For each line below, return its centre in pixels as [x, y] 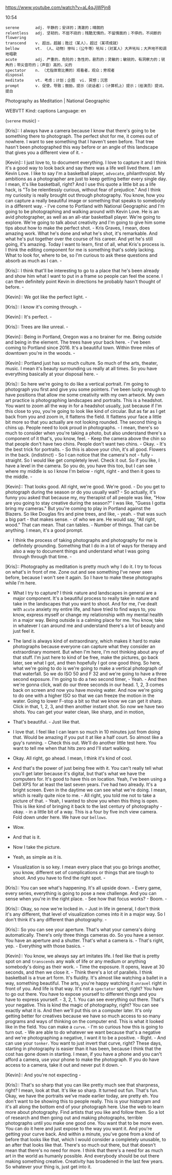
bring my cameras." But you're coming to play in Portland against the [78, 508]
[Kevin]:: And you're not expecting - [43, 1075]
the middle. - [19, 477]
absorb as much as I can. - [34, 261]
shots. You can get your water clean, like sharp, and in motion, [79, 712]
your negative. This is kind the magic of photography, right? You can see [82, 1005]
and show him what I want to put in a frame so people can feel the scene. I [84, 276]
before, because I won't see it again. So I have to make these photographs [84, 577]
